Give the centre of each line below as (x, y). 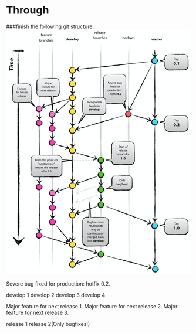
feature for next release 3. (38, 313)
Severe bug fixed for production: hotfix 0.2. (58, 284)
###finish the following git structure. (50, 26)
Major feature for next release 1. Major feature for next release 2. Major (92, 307)
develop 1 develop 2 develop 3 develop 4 (56, 295)
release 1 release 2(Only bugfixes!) (48, 324)
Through (28, 10)
